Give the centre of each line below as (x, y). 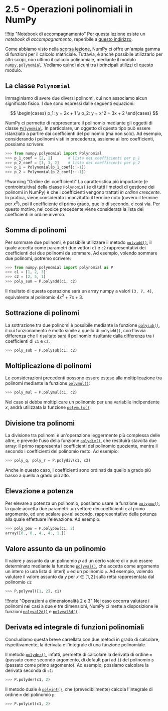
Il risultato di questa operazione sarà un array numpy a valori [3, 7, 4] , (79, 291)
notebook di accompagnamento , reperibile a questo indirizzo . (69, 39)
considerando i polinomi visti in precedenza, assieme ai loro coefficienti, (80, 138)
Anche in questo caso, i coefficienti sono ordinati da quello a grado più (78, 470)
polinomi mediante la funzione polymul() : (48, 383)
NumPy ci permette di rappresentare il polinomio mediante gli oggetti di (79, 123)
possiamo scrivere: (25, 144)
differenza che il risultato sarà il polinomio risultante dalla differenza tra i (80, 336)
